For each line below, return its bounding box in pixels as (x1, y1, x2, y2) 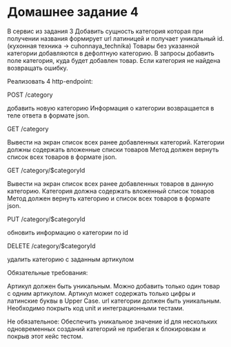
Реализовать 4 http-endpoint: (7, 77, 93, 85)
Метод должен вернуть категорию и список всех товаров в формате (7, 194, 210, 203)
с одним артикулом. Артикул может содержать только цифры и (7, 289, 196, 297)
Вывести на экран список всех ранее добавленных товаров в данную (7, 179, 214, 187)
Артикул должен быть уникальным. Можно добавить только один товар (7, 281, 221, 290)
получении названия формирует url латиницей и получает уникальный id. (7, 34, 225, 42)
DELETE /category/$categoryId (7, 241, 96, 250)
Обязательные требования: (7, 268, 88, 276)
